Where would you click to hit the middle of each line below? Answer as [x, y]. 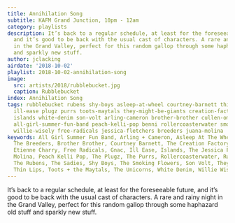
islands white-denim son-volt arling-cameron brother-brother [106, 117]
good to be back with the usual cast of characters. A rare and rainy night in [115, 197]
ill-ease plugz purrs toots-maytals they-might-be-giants [100, 111]
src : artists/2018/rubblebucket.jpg [67, 85]
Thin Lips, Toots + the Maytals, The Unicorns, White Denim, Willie [115, 170]
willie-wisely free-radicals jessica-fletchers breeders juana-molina [119, 131]
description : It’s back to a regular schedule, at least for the [104, 33]
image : [17, 79]
